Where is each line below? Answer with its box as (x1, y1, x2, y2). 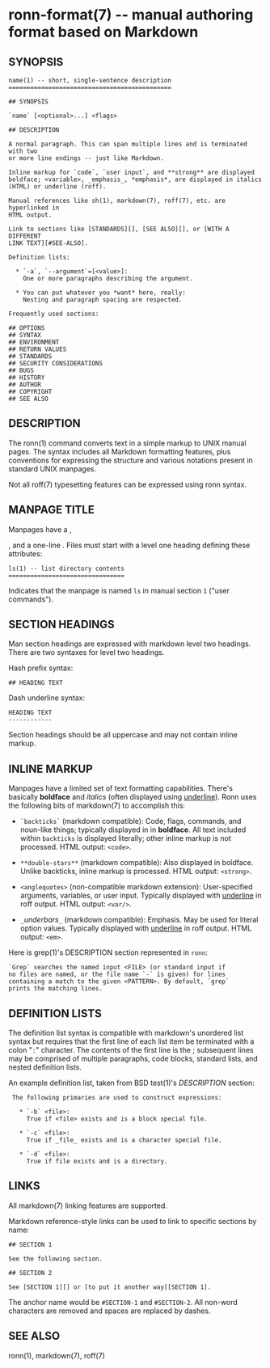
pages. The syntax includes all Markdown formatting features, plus (8, 446, 231, 456)
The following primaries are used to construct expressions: (11, 1094, 222, 1102)
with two (8, 147, 38, 155)
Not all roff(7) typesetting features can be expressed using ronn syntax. (8, 479, 247, 489)
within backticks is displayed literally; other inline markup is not (19, 834, 232, 843)
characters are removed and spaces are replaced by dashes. (8, 1306, 211, 1315)
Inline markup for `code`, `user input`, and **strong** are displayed (8, 168, 255, 176)
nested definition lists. (8, 1062, 82, 1072)
